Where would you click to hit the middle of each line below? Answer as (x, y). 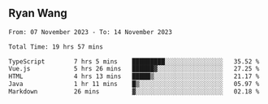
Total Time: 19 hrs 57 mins (56, 47)
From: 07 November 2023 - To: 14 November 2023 (91, 32)
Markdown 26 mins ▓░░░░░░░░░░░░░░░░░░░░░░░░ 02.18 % (134, 92)
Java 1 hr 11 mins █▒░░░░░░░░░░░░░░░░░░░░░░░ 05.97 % (134, 84)
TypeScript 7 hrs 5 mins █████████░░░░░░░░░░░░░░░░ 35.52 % (134, 61)
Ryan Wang (38, 13)
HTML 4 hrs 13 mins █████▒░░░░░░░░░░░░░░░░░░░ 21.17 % (134, 76)
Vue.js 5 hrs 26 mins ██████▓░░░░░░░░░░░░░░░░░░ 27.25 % (134, 69)
